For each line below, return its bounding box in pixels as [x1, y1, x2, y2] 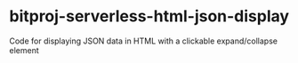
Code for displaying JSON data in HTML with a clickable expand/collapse [9, 35, 278, 46]
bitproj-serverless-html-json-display [9, 6, 290, 27]
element [9, 44, 39, 55]
